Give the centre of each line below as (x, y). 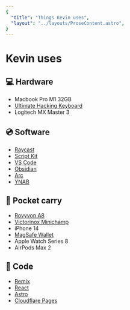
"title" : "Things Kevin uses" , (50, 18)
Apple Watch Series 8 (41, 241)
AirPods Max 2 (33, 247)
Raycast (24, 150)
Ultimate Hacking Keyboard (48, 106)
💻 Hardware (29, 81)
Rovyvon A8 (29, 215)
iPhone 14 (26, 228)
